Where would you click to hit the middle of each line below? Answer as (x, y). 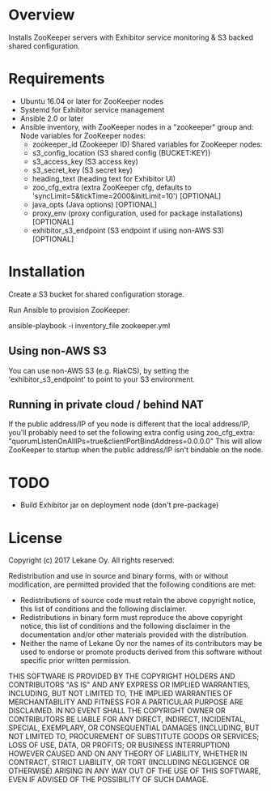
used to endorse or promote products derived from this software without (141, 652)
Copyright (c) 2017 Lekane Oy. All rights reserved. (92, 560)
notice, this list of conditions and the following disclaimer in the (125, 626)
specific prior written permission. (75, 661)
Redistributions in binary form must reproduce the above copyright (131, 618)
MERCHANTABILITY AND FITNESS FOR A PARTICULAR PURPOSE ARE (126, 702)
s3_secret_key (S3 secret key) (83, 170)
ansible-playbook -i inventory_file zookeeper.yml (89, 325)
